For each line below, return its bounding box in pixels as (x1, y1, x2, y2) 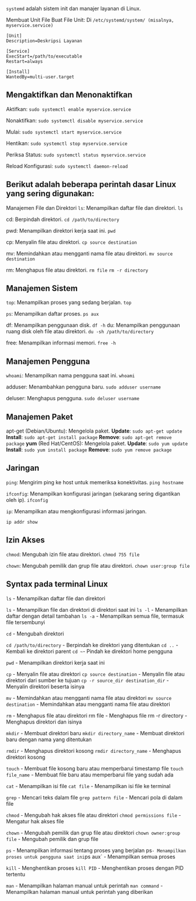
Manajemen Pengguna (6, 356, 90, 366)
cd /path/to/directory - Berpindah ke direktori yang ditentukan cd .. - (6, 641, 178, 648)
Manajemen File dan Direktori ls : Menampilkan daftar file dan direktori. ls (6, 204, 183, 211)
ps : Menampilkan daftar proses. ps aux (6, 310, 99, 317)
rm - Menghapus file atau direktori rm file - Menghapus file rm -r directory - (6, 712, 187, 719)
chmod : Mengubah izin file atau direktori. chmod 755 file (6, 551, 140, 558)
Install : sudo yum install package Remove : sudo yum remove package (6, 446, 172, 453)
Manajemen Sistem (6, 283, 78, 293)
